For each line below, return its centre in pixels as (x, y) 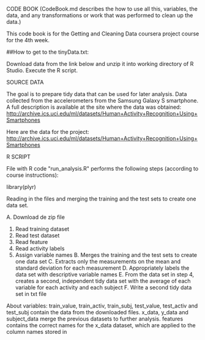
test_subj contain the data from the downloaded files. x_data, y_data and (97, 312)
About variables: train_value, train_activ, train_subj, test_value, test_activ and (102, 306)
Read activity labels (40, 248)
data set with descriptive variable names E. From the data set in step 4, (105, 274)
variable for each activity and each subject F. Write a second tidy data (103, 287)
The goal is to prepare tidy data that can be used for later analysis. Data (97, 94)
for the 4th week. (28, 40)
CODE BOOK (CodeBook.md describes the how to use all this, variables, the (102, 9)
